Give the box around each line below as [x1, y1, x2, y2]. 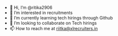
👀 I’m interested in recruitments [9, 10, 73, 16]
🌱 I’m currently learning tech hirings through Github [9, 15, 113, 20]
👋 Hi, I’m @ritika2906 [9, 5, 53, 10]
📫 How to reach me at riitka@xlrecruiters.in [9, 26, 98, 31]
